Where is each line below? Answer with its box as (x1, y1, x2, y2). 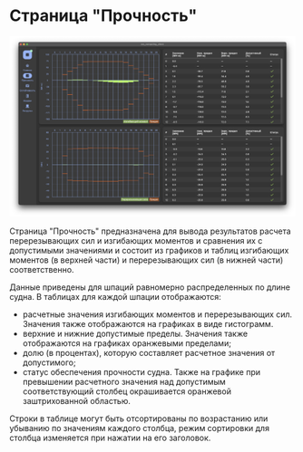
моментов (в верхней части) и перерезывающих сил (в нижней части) (9, 255, 284, 265)
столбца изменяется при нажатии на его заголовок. (9, 432, 211, 444)
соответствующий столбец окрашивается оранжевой (22, 386, 231, 397)
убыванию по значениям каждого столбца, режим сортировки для (9, 423, 270, 434)
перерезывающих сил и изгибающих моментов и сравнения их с (9, 236, 263, 246)
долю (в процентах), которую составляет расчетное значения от (22, 348, 276, 359)
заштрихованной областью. (22, 396, 132, 407)
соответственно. (9, 264, 74, 275)
